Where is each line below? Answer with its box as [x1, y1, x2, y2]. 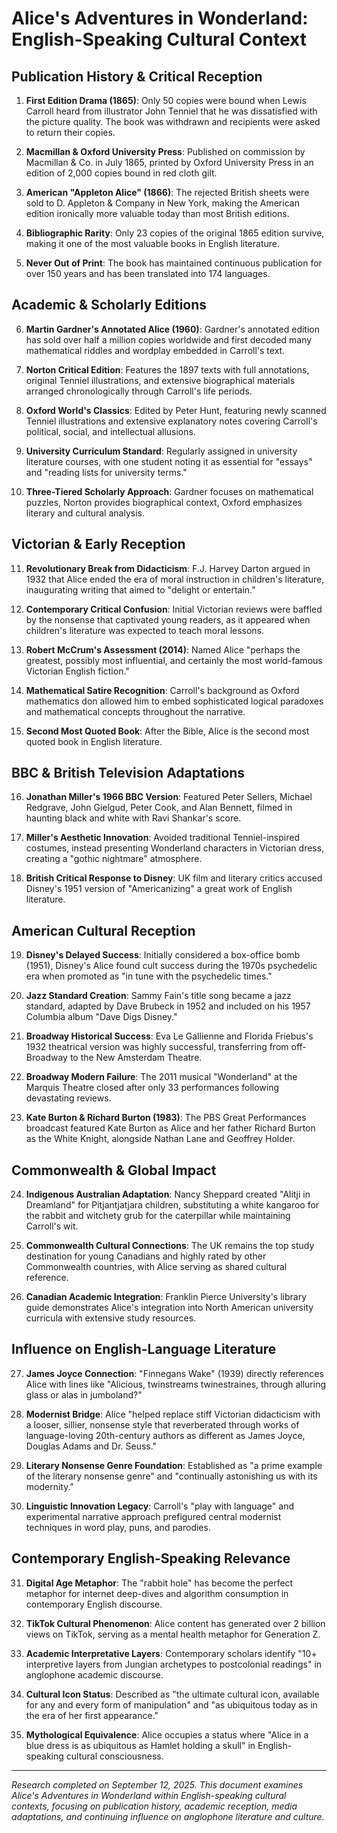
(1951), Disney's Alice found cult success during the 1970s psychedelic [25, 960, 318, 972]
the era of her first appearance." [25, 1709, 159, 1721]
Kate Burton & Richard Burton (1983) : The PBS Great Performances [25, 1112, 307, 1124]
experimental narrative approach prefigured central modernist [25, 1510, 282, 1522]
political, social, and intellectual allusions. [25, 425, 196, 437]
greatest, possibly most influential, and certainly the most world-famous [25, 654, 323, 666]
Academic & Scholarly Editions [11, 297, 208, 314]
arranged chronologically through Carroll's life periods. [25, 385, 253, 397]
